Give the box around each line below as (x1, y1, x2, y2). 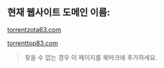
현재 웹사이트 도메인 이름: (7, 6, 111, 19)
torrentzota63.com (7, 25, 62, 33)
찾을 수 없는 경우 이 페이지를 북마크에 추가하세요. (24, 53, 158, 61)
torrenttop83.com (7, 39, 58, 47)
